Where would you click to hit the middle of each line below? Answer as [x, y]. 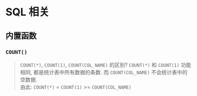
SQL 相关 [27, 12]
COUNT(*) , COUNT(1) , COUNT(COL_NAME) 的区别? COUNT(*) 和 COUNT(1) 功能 [106, 65]
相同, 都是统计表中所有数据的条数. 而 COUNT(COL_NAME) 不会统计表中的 [104, 72]
